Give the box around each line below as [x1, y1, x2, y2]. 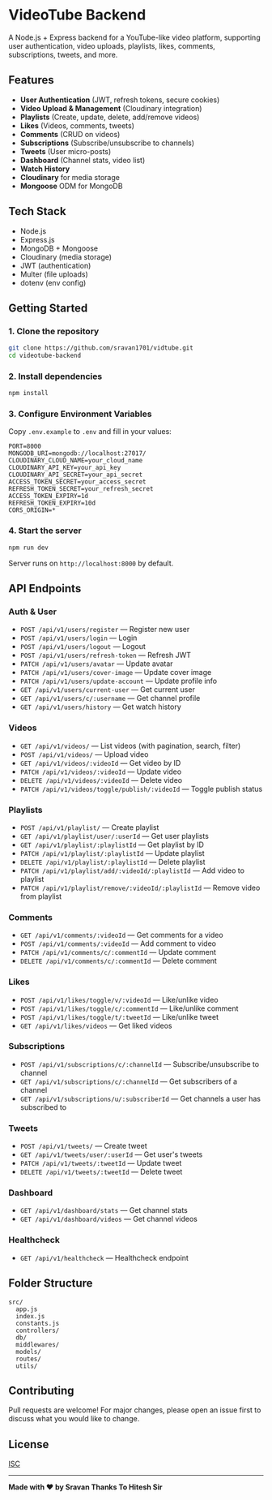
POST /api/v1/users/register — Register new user [19, 625, 190, 634]
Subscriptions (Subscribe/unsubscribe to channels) [19, 138, 195, 148]
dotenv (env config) [19, 277, 87, 287]
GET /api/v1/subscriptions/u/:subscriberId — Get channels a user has [19, 1094, 261, 1103]
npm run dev [8, 544, 49, 552]
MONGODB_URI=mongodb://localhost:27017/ [8, 449, 147, 458]
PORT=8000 [8, 442, 42, 451]
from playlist [19, 891, 62, 901]
